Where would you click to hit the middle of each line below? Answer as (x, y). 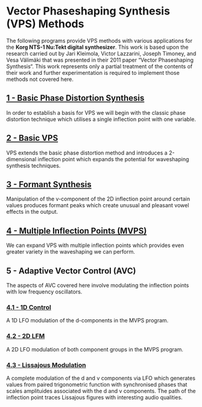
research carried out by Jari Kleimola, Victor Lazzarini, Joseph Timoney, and (101, 53)
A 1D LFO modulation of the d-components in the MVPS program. (87, 321)
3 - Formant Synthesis (49, 184)
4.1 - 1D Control (29, 307)
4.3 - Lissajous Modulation (46, 365)
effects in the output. (32, 212)
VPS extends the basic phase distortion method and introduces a (87, 153)
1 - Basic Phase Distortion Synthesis (75, 98)
